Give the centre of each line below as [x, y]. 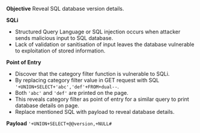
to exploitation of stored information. [60, 51]
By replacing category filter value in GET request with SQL [87, 80]
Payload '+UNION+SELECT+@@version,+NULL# [59, 123]
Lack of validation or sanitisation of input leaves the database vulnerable [105, 44]
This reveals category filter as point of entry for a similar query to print [102, 99]
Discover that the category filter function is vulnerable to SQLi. [92, 74]
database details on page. [47, 106]
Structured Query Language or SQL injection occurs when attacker [98, 32]
